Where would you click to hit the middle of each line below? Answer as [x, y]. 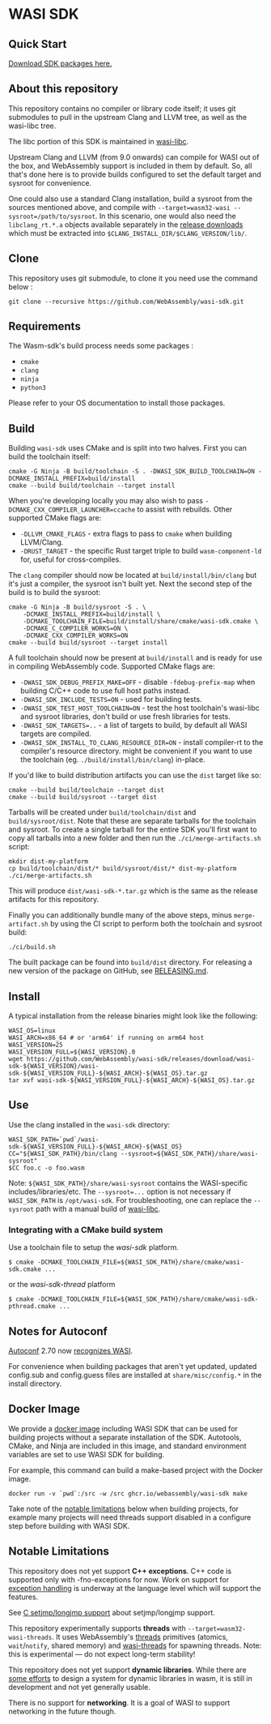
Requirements [44, 326]
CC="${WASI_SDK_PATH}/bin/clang [63, 1153]
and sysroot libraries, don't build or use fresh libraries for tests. [125, 717]
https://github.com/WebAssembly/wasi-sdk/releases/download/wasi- [140, 1059]
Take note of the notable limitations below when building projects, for [124, 1508]
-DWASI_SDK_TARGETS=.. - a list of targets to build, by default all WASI [133, 725]
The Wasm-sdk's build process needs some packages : [101, 346]
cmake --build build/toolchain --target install [92, 486]
